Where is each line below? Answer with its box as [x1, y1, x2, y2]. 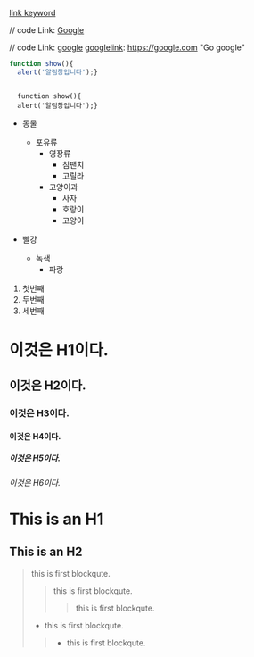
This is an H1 [9, 509, 104, 529]
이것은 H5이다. [9, 453, 61, 463]
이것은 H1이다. [9, 339, 109, 360]
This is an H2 [9, 545, 83, 560]
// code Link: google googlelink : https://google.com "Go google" [9, 42, 245, 53]
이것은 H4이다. [9, 430, 61, 441]
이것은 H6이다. [9, 477, 61, 487]
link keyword [9, 8, 56, 18]
